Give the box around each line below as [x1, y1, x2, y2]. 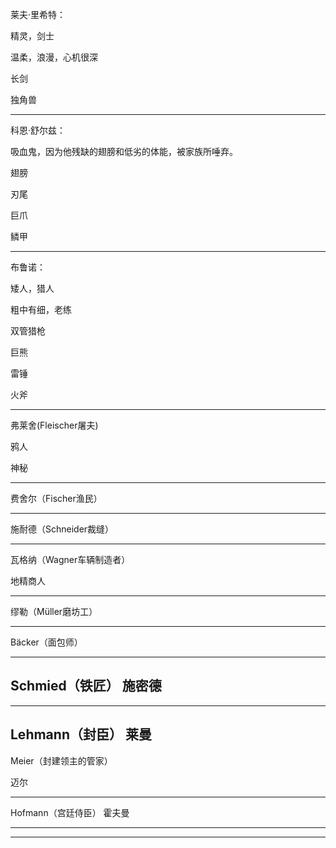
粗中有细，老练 [10, 304, 72, 315]
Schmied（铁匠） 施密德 [10, 678, 162, 695]
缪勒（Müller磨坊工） [10, 606, 98, 617]
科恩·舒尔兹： [10, 124, 67, 136]
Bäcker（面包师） [10, 636, 83, 648]
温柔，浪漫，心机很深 [10, 51, 98, 63]
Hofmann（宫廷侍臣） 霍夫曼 [10, 806, 130, 818]
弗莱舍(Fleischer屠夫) [10, 419, 99, 431]
